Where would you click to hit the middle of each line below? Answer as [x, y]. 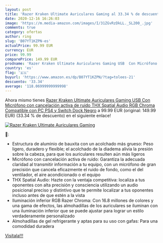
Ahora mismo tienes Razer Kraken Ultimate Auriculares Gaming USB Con [78, 100]
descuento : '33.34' [25, 81]
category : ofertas [24, 32]
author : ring [18, 37]
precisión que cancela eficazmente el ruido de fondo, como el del [78, 169]
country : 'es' [19, 68]
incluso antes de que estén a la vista [49, 195]
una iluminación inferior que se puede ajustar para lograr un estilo [78, 211]
